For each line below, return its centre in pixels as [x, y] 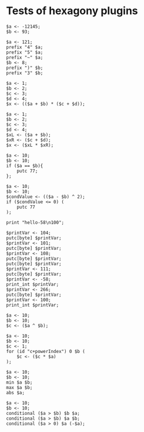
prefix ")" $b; [25, 68]
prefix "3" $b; [25, 73]
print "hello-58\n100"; [35, 222]
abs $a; [16, 393]
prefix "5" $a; [25, 52]
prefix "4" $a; [25, 47]
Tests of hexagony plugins [72, 11]
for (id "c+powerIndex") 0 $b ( [46, 351]
